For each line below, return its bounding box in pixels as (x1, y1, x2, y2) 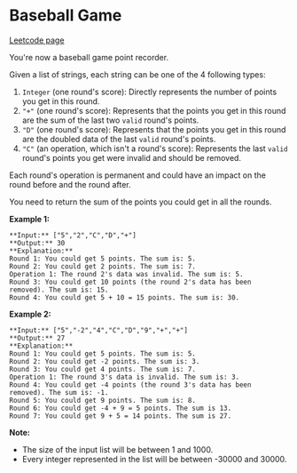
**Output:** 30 (9, 238, 66, 247)
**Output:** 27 (9, 333, 66, 342)
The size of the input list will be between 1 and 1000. (21, 444, 214, 454)
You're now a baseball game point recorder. (9, 52, 169, 62)
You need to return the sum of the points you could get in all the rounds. (9, 196, 272, 207)
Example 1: (9, 213, 51, 224)
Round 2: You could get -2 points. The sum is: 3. (9, 357, 200, 365)
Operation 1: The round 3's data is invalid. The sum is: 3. (9, 373, 240, 381)
